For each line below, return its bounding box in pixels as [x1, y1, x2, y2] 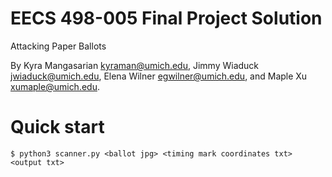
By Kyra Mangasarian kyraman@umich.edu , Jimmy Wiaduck [10, 59, 260, 71]
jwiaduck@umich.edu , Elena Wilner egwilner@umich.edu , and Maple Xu [10, 70, 308, 82]
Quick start [10, 116, 105, 139]
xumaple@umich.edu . [10, 80, 100, 92]
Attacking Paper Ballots [10, 40, 107, 52]
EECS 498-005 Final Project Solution [10, 7, 323, 30]
